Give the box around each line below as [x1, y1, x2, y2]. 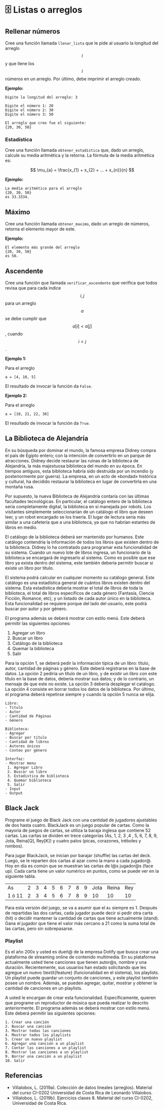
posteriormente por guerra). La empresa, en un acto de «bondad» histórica [5, 473, 157, 479]
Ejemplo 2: [5, 392, 27, 398]
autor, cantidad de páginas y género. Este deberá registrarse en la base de [5, 665, 156, 671]
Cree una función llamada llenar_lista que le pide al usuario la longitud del [5, 40, 159, 46]
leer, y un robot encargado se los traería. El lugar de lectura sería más [5, 514, 146, 520]
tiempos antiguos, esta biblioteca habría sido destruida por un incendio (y [5, 468, 154, 474]
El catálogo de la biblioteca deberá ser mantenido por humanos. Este [5, 534, 144, 540]
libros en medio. [5, 524, 38, 530]
